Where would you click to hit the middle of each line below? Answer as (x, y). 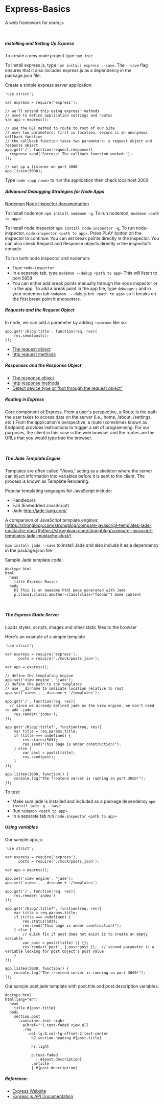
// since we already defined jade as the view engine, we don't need (82, 705)
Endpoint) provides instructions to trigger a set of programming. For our (77, 427)
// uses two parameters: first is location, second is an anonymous (76, 132)
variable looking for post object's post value (55, 951)
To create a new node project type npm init (49, 55)
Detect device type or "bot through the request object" (68, 388)
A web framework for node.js (35, 23)
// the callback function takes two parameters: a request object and (79, 141)
